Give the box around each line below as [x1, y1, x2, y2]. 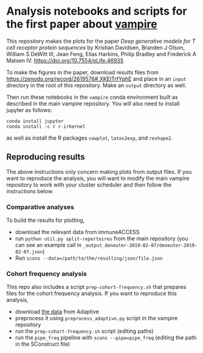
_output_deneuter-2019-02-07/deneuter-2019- [83, 243, 198, 249]
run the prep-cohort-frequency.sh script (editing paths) [15, 327, 154, 335]
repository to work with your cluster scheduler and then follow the [6, 181, 172, 188]
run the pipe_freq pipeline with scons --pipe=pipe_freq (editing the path [15, 334, 197, 341]
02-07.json [15, 249, 43, 255]
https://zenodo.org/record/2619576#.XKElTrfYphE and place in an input [6, 75, 187, 82]
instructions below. [6, 187, 53, 194]
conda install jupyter [6, 118, 64, 124]
